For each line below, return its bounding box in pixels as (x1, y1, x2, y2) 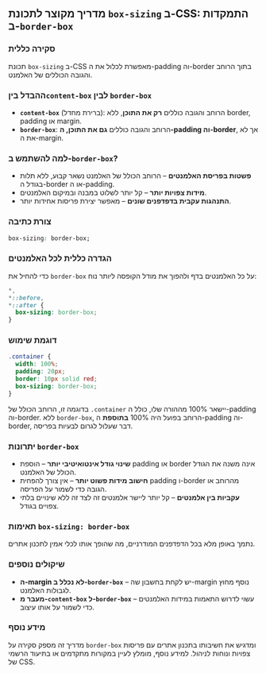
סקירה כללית (8, 44, 56, 55)
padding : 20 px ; (15, 368, 66, 376)
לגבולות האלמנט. (19, 585, 71, 595)
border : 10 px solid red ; (15, 375, 98, 383)
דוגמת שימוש (8, 335, 57, 346)
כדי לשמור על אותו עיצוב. (19, 602, 95, 612)
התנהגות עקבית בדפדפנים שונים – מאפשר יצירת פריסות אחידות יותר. (19, 196, 232, 206)
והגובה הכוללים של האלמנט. (8, 70, 93, 79)
